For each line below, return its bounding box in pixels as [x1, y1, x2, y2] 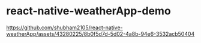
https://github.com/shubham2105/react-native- [6, 24, 123, 31]
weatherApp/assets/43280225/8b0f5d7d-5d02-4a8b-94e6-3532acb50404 [6, 30, 195, 37]
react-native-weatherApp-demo [6, 4, 171, 18]
